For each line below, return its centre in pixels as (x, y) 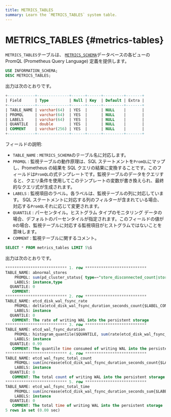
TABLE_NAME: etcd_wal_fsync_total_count (49, 358)
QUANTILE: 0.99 (26, 344)
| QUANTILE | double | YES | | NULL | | (75, 124)
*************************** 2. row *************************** (76, 296)
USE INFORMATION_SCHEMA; (32, 71)
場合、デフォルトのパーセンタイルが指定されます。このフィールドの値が (88, 219)
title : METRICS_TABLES (29, 10)
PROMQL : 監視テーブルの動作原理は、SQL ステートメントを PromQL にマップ (89, 161)
